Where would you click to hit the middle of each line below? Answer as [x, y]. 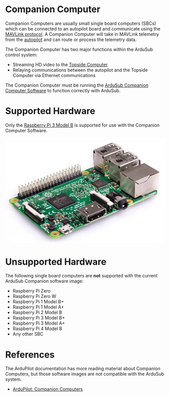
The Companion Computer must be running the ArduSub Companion [77, 85]
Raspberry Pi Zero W [34, 296]
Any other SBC [28, 334]
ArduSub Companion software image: [45, 281]
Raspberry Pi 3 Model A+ [39, 323]
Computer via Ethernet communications [54, 75]
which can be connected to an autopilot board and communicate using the [83, 28]
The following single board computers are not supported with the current [81, 276]
